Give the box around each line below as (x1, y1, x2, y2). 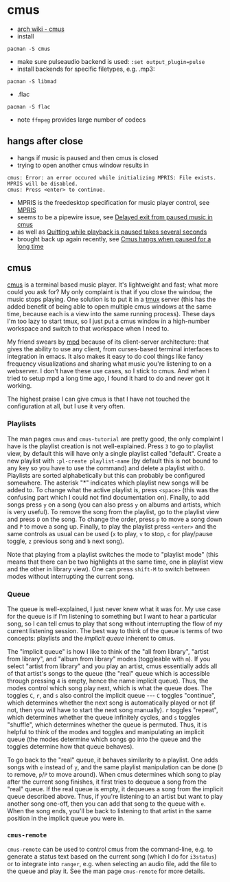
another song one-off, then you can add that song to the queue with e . (7, 800, 206, 808)
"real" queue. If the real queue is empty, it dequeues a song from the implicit (7, 785, 224, 793)
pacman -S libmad (7, 78, 57, 85)
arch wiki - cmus (16, 25, 65, 33)
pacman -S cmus (7, 45, 51, 52)
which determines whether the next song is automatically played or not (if (7, 698, 216, 707)
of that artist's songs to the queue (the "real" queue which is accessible (7, 670, 211, 678)
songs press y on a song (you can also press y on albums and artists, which (7, 500, 221, 509)
